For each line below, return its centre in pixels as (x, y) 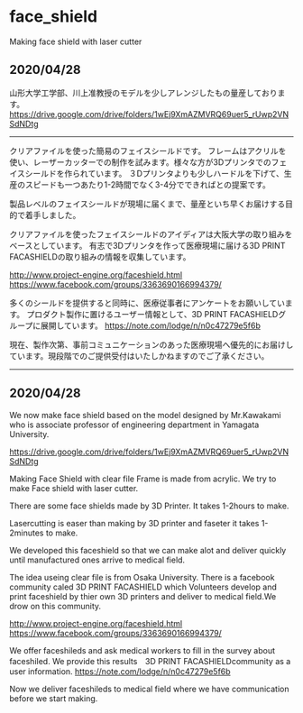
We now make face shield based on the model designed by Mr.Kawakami (145, 415)
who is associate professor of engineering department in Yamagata (134, 425)
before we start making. (54, 698)
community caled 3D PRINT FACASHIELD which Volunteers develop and (143, 587)
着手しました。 (53, 215)
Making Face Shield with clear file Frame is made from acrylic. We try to (143, 479)
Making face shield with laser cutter (76, 41)
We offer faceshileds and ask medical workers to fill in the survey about (142, 650)
